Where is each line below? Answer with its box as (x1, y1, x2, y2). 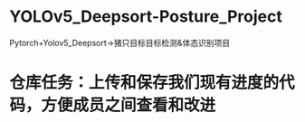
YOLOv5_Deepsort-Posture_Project (9, 6, 283, 27)
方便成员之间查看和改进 (41, 95, 216, 116)
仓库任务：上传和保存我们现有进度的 (9, 72, 280, 93)
